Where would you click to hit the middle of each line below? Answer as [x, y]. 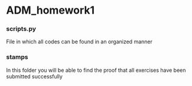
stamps [17, 57]
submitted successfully [35, 76]
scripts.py [21, 29]
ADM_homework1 [51, 10]
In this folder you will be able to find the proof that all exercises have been [96, 70]
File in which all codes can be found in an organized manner [79, 42]
